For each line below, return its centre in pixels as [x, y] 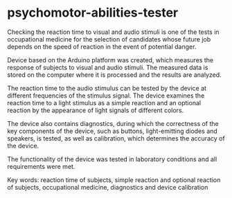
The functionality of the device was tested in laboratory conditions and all [112, 159]
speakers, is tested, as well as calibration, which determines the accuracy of [116, 138]
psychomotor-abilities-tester [93, 13]
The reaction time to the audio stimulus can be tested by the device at [107, 88]
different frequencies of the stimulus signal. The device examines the [106, 96]
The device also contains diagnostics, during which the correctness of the [113, 123]
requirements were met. [41, 166]
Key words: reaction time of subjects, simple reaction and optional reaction [114, 180]
